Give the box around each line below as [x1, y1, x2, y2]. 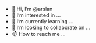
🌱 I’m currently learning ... [11, 18, 74, 24]
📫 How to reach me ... [11, 31, 66, 37]
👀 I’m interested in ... [11, 12, 61, 19]
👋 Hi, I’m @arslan [11, 6, 53, 12]
